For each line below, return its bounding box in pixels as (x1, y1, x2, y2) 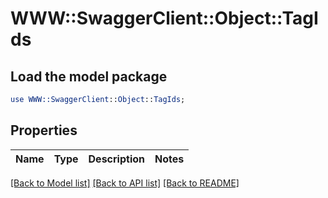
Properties (10, 122, 78, 139)
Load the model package (10, 68, 168, 85)
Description (88, 152, 145, 166)
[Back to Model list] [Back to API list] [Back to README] (10, 177, 240, 189)
